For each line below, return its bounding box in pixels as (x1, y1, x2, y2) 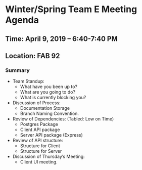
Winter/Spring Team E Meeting (5, 4, 137, 15)
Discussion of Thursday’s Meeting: (12, 153, 85, 160)
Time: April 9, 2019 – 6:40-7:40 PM (5, 34, 118, 43)
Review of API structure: (12, 138, 63, 144)
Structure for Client (20, 143, 61, 149)
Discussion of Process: (12, 100, 61, 106)
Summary (5, 67, 30, 74)
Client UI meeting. (20, 159, 58, 165)
